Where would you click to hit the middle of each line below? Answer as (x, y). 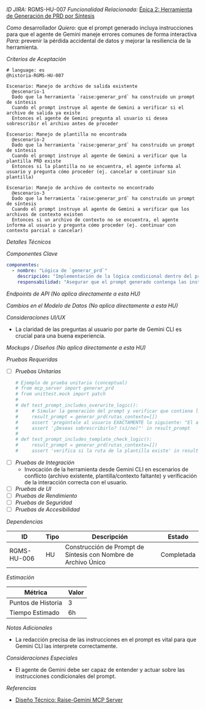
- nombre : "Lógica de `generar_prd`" (60, 271)
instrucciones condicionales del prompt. (66, 676)
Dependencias (25, 522)
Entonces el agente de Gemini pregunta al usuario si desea (90, 118)
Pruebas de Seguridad (43, 503)
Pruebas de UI (33, 489)
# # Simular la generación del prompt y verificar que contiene (104, 411)
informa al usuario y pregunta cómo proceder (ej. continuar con (91, 225)
